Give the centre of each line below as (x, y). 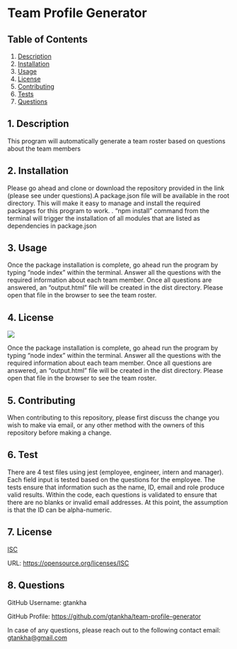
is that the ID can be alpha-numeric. (59, 510)
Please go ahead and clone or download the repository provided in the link (116, 188)
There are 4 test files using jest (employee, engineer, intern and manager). (116, 472)
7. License (30, 532)
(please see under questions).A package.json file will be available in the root (118, 195)
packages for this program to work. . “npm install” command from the (109, 210)
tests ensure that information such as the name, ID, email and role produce (116, 487)
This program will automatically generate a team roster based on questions (117, 141)
